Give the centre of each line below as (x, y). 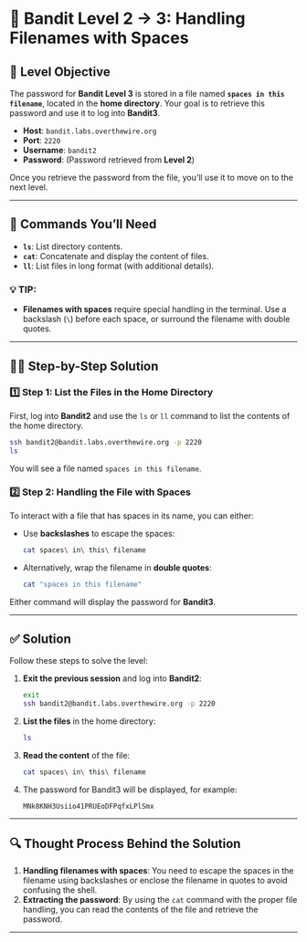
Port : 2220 (42, 140)
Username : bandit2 (60, 150)
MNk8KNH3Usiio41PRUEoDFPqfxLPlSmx (88, 806)
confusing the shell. (60, 890)
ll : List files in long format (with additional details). (118, 266)
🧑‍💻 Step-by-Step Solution (84, 366)
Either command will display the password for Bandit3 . (113, 602)
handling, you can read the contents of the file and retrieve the (140, 909)
